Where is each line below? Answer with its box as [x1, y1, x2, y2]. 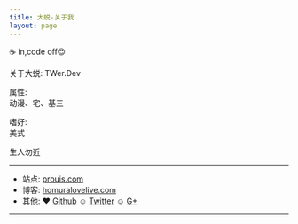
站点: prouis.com [21, 174, 84, 184]
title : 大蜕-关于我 [9, 12, 74, 22]
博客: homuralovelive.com [21, 184, 117, 195]
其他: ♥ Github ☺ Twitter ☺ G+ [21, 196, 138, 206]
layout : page [9, 21, 58, 30]
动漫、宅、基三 [9, 97, 64, 108]
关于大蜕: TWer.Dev [9, 67, 82, 78]
